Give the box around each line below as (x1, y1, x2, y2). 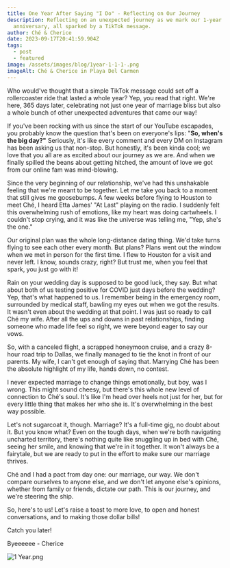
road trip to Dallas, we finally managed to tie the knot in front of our (21, 350, 212, 358)
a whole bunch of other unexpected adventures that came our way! (7, 108, 197, 117)
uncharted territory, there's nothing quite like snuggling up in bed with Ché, (7, 435, 219, 443)
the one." (7, 223, 33, 231)
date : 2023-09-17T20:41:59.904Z (7, 36, 99, 43)
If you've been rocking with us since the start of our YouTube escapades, (7, 122, 214, 130)
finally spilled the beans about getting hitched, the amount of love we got (7, 158, 214, 166)
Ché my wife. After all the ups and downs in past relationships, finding (7, 315, 205, 323)
